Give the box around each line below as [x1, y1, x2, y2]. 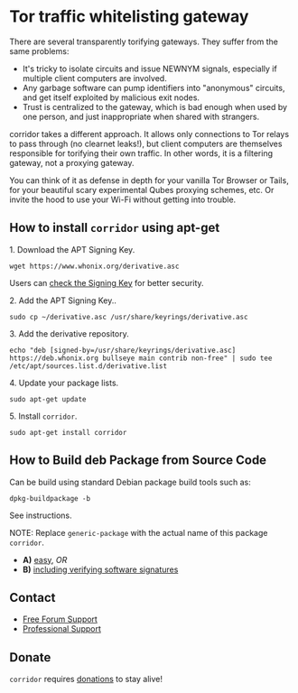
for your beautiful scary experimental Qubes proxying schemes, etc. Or [9, 184, 275, 195]
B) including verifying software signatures [22, 564, 179, 575]
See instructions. [9, 510, 72, 521]
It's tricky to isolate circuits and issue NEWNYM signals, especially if [22, 63, 277, 74]
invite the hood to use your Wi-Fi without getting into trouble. [9, 194, 237, 205]
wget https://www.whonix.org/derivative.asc [9, 262, 180, 271]
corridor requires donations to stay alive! [9, 674, 163, 685]
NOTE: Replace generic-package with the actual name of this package [9, 527, 268, 538]
